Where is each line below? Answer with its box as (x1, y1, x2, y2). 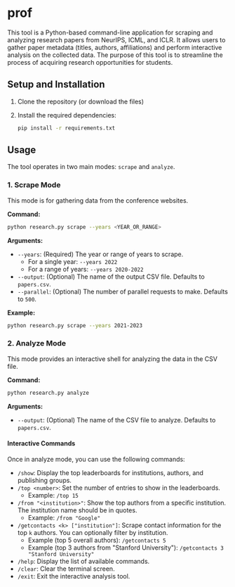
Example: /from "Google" (27, 513, 101, 522)
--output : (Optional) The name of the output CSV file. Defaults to (17, 272, 205, 281)
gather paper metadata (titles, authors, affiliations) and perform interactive (7, 43, 222, 51)
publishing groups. (17, 476, 72, 484)
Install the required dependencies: (17, 111, 117, 119)
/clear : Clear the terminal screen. (17, 564, 115, 573)
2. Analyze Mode (7, 339, 67, 348)
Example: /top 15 (27, 491, 79, 499)
